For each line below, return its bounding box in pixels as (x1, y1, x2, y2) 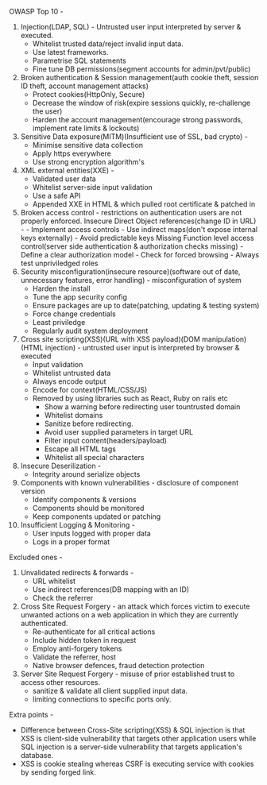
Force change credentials (32, 309, 116, 319)
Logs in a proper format (32, 537, 110, 547)
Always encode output (32, 377, 106, 386)
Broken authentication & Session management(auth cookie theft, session (20, 73, 259, 82)
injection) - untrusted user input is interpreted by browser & (44, 343, 240, 352)
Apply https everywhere (32, 149, 112, 158)
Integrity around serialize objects (32, 470, 141, 479)
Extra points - (9, 710, 54, 719)
